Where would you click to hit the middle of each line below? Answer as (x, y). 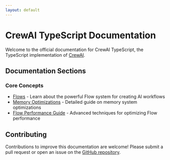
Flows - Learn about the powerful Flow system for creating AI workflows (89, 97)
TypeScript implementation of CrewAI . (45, 55)
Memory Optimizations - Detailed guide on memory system (75, 102)
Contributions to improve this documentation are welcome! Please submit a (84, 147)
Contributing (26, 134)
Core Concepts (25, 85)
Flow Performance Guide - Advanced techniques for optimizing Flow (85, 113)
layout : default (22, 10)
